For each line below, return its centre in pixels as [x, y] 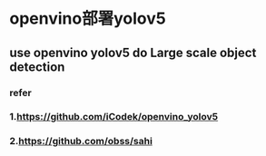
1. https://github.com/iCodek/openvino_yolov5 [114, 117]
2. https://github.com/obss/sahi [81, 141]
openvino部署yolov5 [88, 19]
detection [37, 67]
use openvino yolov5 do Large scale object [133, 52]
